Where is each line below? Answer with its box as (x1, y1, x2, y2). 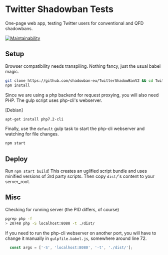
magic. (5, 68, 19, 74)
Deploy (5, 155, 28, 163)
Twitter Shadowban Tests (5, 4, 114, 15)
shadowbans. (5, 25, 33, 31)
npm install (5, 83, 30, 88)
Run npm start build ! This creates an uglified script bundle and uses (5, 168, 147, 174)
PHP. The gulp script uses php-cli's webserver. (5, 97, 102, 103)
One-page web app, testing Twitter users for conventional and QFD (5, 20, 144, 26)
